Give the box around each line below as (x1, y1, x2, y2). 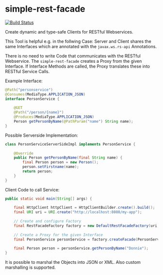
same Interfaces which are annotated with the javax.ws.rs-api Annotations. (5, 43, 157, 49)
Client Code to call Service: (5, 186, 60, 193)
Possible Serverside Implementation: (5, 132, 79, 138)
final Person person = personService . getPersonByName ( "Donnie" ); (14, 246, 149, 251)
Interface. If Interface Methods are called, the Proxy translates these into (5, 63, 150, 69)
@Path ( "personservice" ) (5, 87, 53, 92)
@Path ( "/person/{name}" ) (14, 110, 64, 115)
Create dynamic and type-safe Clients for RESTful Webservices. (5, 29, 133, 35)
